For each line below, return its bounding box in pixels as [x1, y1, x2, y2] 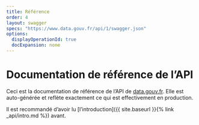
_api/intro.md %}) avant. [6, 112, 66, 119]
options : [6, 31, 28, 37]
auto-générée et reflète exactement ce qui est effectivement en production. [6, 94, 194, 101]
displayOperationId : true [11, 36, 77, 42]
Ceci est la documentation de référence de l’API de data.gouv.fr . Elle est [6, 87, 184, 94]
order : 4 [6, 14, 28, 20]
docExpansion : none [11, 42, 61, 48]
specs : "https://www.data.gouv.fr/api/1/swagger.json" [6, 25, 147, 32]
